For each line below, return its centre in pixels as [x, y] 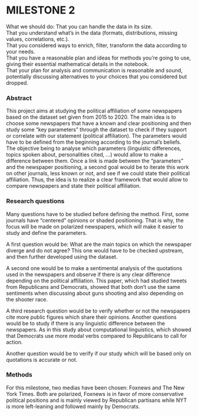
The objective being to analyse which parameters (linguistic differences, [94, 148]
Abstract [19, 98]
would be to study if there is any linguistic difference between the [86, 323]
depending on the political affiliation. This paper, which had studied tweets [97, 281]
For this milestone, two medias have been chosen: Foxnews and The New [95, 387]
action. [14, 342]
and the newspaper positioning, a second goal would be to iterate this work [98, 167]
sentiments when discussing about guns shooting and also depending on [95, 293]
